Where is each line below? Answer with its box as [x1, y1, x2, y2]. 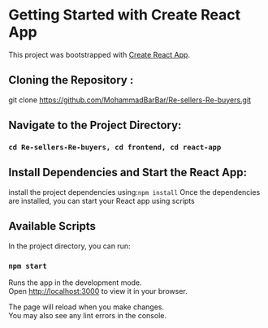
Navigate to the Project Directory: [8, 119, 182, 132]
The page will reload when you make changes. [8, 302, 165, 312]
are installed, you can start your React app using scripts [8, 196, 195, 205]
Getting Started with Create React [8, 6, 241, 24]
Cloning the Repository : [8, 73, 134, 87]
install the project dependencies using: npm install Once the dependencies [8, 187, 261, 196]
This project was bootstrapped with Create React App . [8, 50, 191, 59]
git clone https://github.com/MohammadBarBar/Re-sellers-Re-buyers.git [8, 95, 252, 105]
